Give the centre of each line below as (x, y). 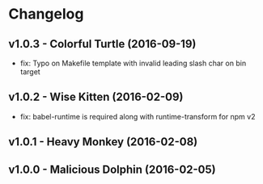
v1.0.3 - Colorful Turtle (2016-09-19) (102, 44)
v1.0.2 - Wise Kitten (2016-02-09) (96, 97)
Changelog (46, 14)
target (30, 72)
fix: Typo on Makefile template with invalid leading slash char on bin (133, 63)
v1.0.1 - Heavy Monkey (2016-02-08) (103, 142)
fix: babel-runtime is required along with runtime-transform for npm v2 (138, 116)
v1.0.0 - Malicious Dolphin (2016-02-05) (112, 169)
